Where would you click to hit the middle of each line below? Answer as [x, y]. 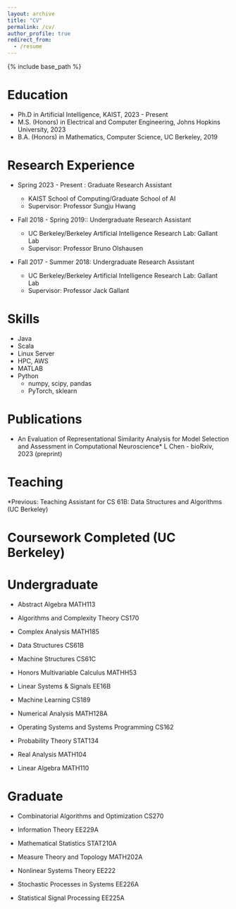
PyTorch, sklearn [52, 391]
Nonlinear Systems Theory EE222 [67, 870]
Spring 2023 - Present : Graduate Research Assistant [95, 184]
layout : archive [31, 14]
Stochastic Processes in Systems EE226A [78, 884]
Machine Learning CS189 [54, 700]
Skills [24, 319]
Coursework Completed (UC [92, 538]
